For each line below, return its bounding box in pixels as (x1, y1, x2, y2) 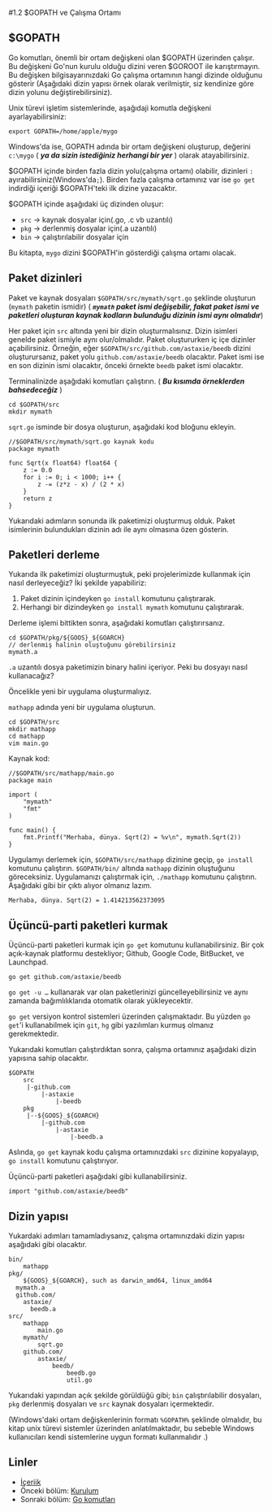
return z (23, 494, 53, 503)
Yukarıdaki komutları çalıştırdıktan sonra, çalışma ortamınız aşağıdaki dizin (8, 1045, 257, 1055)
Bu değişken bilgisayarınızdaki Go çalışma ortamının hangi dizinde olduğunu (8, 70, 263, 80)
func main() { (8, 826, 57, 834)
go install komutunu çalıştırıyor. (8, 1156, 119, 1166)
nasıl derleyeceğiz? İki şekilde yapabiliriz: (8, 578, 147, 588)
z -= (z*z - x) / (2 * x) (37, 480, 126, 488)
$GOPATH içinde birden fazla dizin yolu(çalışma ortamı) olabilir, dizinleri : (8, 166, 254, 175)
